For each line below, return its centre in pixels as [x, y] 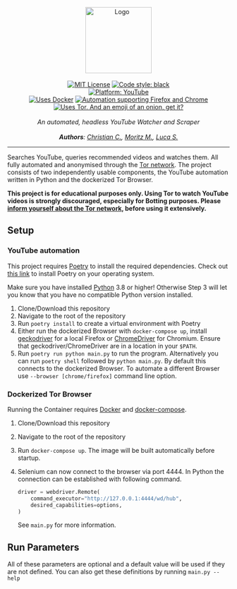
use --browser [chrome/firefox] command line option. [97, 376]
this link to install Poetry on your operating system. [81, 273]
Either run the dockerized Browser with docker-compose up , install [112, 331]
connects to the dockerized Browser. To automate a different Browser [119, 368]
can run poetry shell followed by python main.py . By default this [112, 360]
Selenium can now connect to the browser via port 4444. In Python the [121, 471]
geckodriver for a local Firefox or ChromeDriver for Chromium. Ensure [119, 338]
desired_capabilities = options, [77, 505]
